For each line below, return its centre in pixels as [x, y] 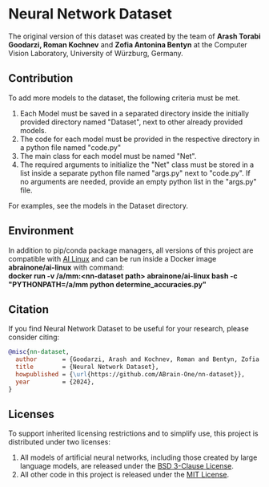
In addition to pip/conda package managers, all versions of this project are [131, 250]
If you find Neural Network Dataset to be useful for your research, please [129, 329]
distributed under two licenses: [59, 442]
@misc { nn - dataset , [39, 352]
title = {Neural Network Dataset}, [87, 367]
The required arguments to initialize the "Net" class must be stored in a [137, 164]
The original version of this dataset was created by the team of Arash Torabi [134, 36]
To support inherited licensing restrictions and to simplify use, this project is [133, 433]
